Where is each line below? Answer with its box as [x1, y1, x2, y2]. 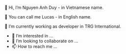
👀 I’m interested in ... [11, 33, 53, 38]
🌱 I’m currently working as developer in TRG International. [4, 23, 121, 29]
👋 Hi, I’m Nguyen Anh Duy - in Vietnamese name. [4, 5, 104, 10]
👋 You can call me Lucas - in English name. [4, 14, 92, 19]
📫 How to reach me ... [11, 44, 57, 49]
